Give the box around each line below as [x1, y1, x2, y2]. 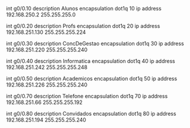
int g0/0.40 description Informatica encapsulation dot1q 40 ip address [6, 58, 175, 64]
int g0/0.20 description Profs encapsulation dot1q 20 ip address [6, 23, 160, 29]
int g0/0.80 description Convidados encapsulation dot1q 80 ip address [6, 110, 177, 117]
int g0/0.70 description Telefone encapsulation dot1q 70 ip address [6, 93, 168, 99]
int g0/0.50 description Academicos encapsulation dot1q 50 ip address [6, 75, 178, 82]
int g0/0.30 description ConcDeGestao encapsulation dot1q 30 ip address [6, 40, 184, 47]
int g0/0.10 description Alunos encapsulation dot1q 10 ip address [6, 5, 162, 12]
